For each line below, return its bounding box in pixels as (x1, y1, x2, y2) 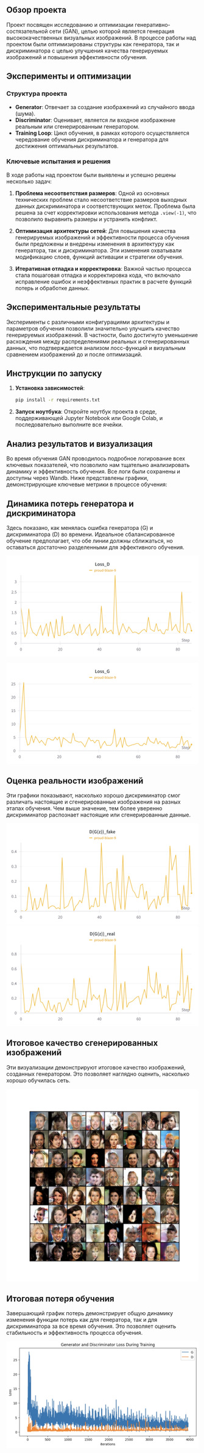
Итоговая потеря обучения (6, 1293, 114, 1304)
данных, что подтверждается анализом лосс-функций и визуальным (6, 344, 186, 351)
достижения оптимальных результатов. (15, 142, 119, 149)
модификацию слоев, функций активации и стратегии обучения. (15, 253, 184, 260)
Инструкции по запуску (6, 368, 102, 379)
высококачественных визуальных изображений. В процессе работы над (6, 34, 196, 41)
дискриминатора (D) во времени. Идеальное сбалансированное (6, 530, 175, 538)
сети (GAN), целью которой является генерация (49, 27, 175, 35)
